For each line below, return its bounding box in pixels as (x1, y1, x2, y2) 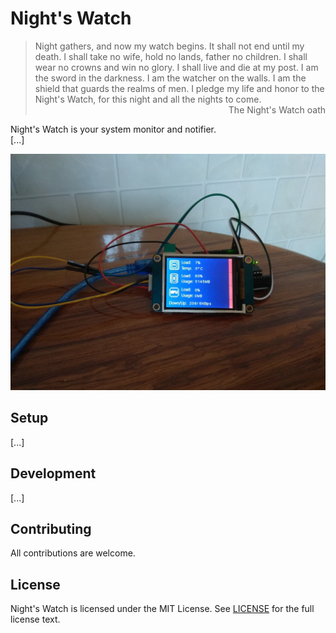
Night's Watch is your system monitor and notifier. (10, 123, 217, 135)
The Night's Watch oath (228, 103, 326, 116)
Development (10, 465, 97, 482)
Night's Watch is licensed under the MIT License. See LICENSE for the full (10, 603, 315, 615)
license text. (10, 613, 61, 626)
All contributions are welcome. (10, 547, 136, 559)
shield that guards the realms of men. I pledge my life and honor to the (34, 82, 325, 94)
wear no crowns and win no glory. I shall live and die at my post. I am (34, 61, 319, 73)
